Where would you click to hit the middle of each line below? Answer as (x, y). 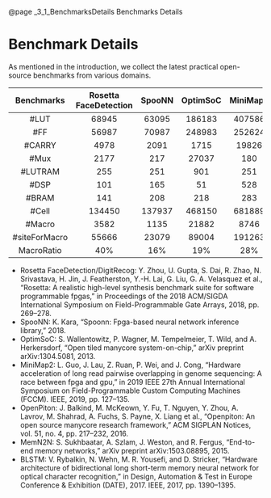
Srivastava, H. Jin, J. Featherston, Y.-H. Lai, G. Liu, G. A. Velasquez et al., (141, 279)
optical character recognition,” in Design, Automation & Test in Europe (136, 476)
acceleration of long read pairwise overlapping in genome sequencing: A (141, 373)
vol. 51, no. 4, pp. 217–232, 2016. (74, 433)
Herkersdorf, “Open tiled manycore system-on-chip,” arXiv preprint (132, 348)
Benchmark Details (73, 44)
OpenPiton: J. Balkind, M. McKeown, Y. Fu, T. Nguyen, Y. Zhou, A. (129, 407)
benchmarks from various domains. (92, 75)
